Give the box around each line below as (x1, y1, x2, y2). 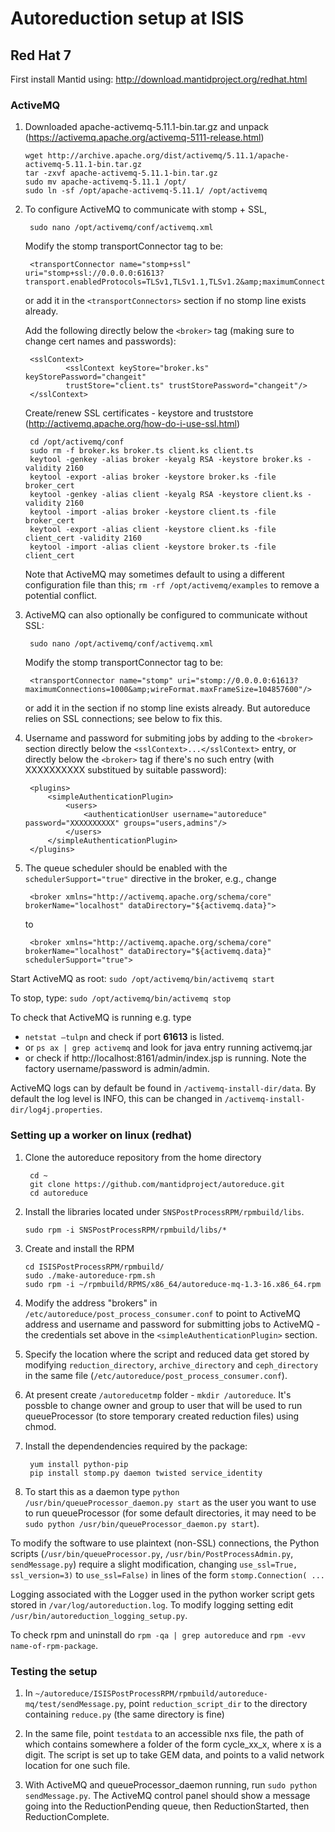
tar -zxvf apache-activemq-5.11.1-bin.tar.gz (24, 168, 218, 179)
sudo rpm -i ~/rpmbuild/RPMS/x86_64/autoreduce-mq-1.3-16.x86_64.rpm (24, 1279, 322, 1289)
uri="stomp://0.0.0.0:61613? (177, 676, 299, 686)
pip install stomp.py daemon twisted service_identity (29, 1468, 263, 1478)
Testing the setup (10, 1664, 98, 1678)
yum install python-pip (29, 1459, 129, 1469)
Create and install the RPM (24, 1242, 135, 1254)
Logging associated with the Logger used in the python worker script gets (10, 1588, 315, 1600)
